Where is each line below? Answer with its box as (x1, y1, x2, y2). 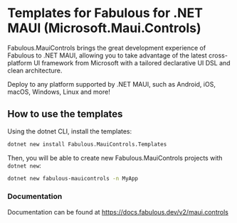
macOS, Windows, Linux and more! (7, 87, 110, 96)
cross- (209, 51, 228, 60)
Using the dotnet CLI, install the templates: (7, 126, 132, 136)
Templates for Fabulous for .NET (7, 5, 203, 21)
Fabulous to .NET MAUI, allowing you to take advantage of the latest (7, 51, 208, 60)
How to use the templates (7, 108, 123, 120)
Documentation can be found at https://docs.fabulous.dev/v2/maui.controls (7, 207, 229, 216)
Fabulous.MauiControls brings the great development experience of (7, 43, 206, 52)
